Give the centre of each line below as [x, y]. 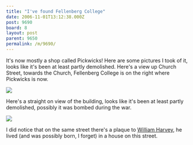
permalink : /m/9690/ [31, 44]
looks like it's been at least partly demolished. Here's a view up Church [91, 66]
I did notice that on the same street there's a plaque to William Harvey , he [94, 129]
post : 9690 [19, 22]
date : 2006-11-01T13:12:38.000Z [45, 17]
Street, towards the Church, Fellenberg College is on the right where [88, 73]
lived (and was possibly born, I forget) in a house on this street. [82, 136]
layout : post [22, 33]
